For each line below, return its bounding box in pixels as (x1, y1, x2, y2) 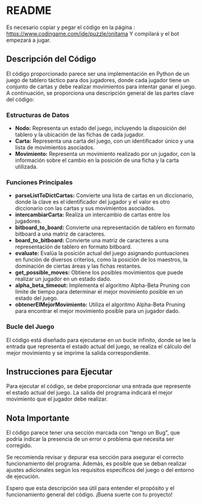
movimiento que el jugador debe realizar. (6, 395, 108, 402)
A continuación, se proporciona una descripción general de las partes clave (6, 89, 194, 97)
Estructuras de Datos (6, 111, 69, 119)
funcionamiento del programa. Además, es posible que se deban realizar (6, 460, 187, 467)
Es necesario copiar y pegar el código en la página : (6, 24, 136, 31)
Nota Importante (6, 413, 70, 423)
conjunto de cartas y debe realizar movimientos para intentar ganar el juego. (6, 83, 197, 90)
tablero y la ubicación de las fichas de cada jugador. (14, 131, 145, 138)
